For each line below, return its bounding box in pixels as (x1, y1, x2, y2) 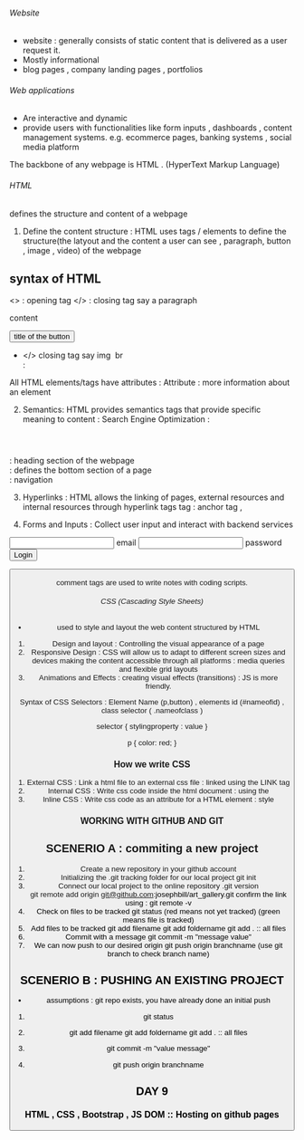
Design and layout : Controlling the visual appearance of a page (52, 638, 265, 648)
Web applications (9, 84, 75, 95)
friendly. (145, 681, 172, 691)
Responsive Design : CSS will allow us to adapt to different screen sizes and (31, 647, 287, 656)
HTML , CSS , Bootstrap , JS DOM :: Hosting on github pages (24, 1109, 280, 1120)
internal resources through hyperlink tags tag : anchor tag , (22, 502, 242, 513)
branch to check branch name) (107, 949, 210, 959)
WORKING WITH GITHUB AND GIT (80, 816, 224, 827)
